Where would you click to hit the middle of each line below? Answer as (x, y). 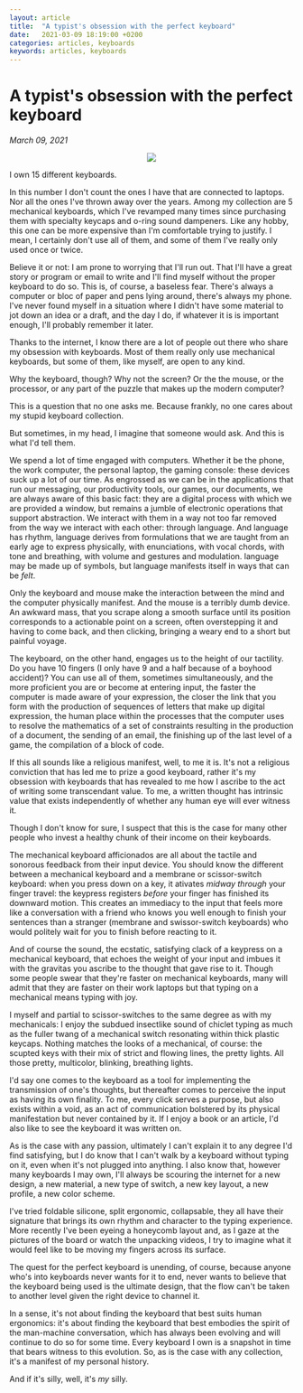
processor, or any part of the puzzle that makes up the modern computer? (147, 388)
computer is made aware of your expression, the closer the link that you (143, 697)
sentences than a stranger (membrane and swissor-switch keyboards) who (149, 922)
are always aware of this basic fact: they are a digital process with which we (151, 499)
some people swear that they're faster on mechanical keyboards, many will (149, 978)
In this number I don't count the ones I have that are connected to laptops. (147, 192)
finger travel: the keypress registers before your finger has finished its (139, 893)
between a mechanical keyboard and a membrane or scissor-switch (136, 874)
